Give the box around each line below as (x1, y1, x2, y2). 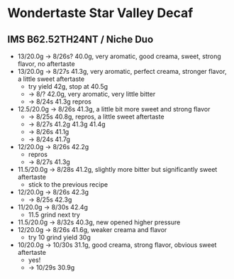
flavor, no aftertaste (17, 60, 76, 68)
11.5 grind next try (28, 211, 80, 219)
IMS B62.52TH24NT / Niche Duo (7, 33, 154, 45)
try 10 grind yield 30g (28, 233, 91, 241)
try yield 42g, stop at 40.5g (28, 82, 108, 90)
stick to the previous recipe (28, 180, 108, 189)
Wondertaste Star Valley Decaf (7, 5, 194, 21)
